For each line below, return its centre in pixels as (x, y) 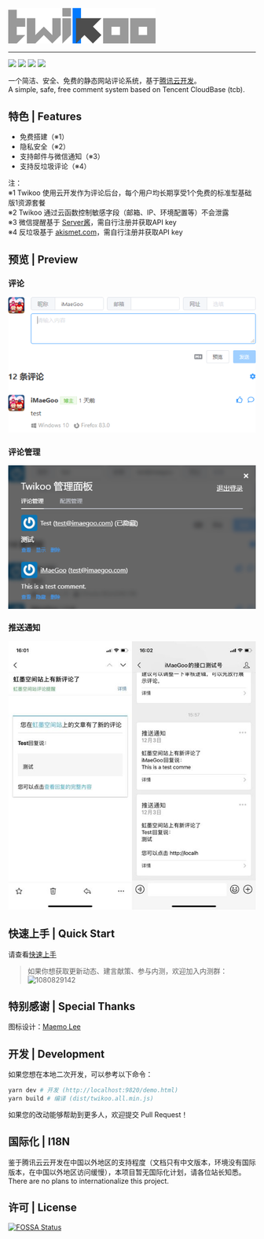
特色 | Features (45, 116)
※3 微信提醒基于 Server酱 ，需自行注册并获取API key (92, 223)
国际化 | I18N (39, 1142)
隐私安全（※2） (45, 147)
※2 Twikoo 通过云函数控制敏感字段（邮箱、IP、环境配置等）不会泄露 (119, 212)
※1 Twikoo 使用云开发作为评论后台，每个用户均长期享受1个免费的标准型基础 (130, 193)
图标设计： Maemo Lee (44, 1027)
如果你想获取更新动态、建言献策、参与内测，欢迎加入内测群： (127, 971)
